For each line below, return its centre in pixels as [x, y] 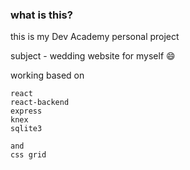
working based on [47, 75]
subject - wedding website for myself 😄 [93, 56]
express [26, 111]
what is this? [41, 15]
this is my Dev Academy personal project [95, 37]
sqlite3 [26, 129]
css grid [28, 155]
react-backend [40, 103]
